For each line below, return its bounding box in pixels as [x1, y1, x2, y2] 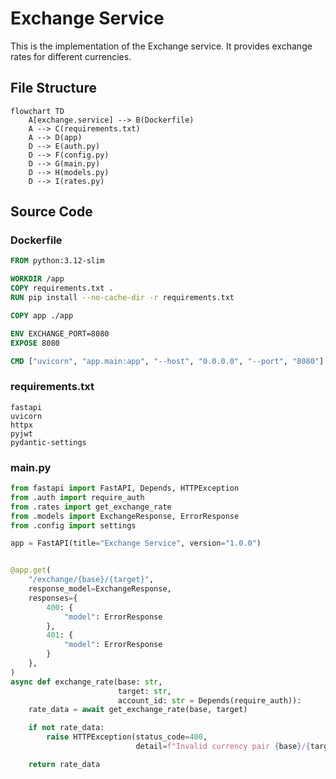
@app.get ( [10, 565, 52, 576]
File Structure [10, 80, 97, 97]
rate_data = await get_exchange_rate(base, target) [28, 705, 248, 715]
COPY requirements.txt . [10, 283, 114, 294]
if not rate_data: [28, 723, 105, 733]
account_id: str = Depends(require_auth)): [117, 695, 302, 706]
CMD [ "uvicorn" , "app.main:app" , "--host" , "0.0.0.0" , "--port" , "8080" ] [10, 356, 325, 366]
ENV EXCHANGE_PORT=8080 [10, 328, 110, 339]
